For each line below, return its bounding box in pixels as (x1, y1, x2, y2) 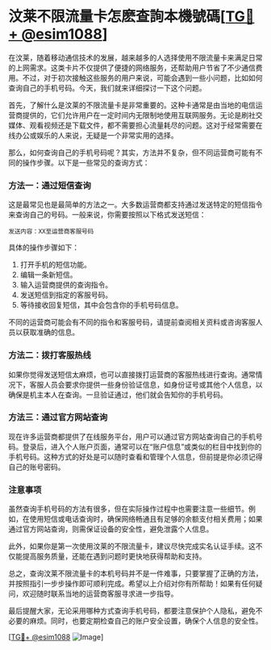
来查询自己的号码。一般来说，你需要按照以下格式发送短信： (8, 210, 206, 220)
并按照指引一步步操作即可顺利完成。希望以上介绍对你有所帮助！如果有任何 (8, 579, 256, 589)
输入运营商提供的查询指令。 (19, 280, 113, 290)
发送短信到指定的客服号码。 (19, 290, 113, 300)
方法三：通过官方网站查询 (8, 412, 108, 423)
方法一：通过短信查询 (8, 179, 91, 191)
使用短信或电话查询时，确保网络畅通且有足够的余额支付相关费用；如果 (29, 514, 263, 524)
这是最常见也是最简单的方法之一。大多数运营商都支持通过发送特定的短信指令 (8, 199, 263, 210)
